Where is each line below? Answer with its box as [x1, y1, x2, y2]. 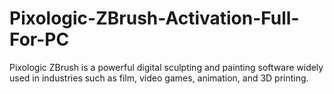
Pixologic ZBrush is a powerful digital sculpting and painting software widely [9, 61, 324, 73]
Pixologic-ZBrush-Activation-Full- [9, 7, 300, 30]
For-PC [9, 28, 70, 51]
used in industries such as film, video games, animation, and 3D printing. [9, 72, 309, 84]
